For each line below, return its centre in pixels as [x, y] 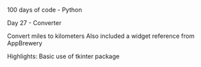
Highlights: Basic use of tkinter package [63, 56]
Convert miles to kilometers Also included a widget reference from [101, 36]
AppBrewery [25, 43]
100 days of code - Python [45, 10]
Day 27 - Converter [34, 23]
